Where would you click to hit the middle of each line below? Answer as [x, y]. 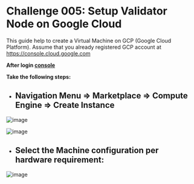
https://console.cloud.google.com [48, 53]
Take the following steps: [39, 77]
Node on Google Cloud [64, 24]
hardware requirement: [60, 160]
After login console [31, 65]
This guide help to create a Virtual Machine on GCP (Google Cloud [89, 40]
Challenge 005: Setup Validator [87, 11]
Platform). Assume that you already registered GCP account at [84, 47]
